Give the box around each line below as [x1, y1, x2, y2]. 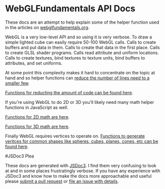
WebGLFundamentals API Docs [5, 3, 135, 14]
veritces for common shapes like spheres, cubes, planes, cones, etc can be [5, 138, 159, 144]
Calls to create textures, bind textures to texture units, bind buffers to [5, 55, 145, 61]
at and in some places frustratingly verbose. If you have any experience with [5, 168, 161, 174]
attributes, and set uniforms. [5, 60, 63, 66]
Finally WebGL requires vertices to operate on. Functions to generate [5, 133, 145, 139]
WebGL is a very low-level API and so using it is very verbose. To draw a [5, 34, 152, 40]
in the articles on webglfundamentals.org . [5, 24, 90, 30]
